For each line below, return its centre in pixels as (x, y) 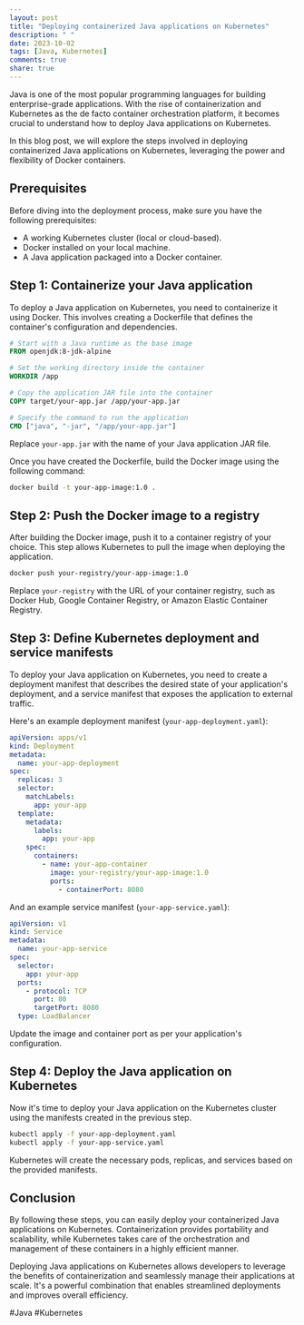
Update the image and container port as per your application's (126, 1034)
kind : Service (36, 932)
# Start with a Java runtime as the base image (101, 343)
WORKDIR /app (34, 377)
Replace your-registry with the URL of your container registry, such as (142, 591)
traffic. (22, 703)
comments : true (38, 60)
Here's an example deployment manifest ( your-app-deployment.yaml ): (139, 721)
